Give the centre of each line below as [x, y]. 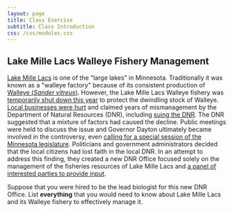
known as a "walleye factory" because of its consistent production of [106, 85]
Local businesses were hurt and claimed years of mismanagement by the [112, 108]
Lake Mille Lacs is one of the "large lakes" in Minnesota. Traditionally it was [115, 78]
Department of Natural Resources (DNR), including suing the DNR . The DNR [116, 114]
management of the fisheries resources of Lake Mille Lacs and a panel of [112, 167]
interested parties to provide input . [57, 173]
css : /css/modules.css [40, 33]
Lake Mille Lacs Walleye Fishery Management [108, 61]
